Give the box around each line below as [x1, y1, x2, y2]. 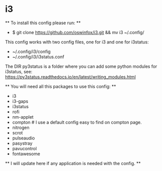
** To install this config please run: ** [5, 20, 81, 26]
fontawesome [12, 151, 40, 157]
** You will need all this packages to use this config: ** [5, 83, 116, 89]
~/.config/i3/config [12, 48, 51, 54]
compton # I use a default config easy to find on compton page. [12, 119, 142, 125]
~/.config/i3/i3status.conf [12, 53, 65, 60]
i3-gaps [12, 98, 29, 104]
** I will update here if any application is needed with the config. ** [5, 160, 141, 166]
